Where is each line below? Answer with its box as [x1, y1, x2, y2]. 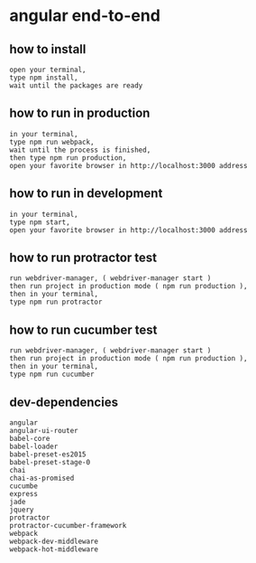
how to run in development [9, 186, 163, 202]
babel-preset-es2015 [9, 450, 87, 459]
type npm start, [9, 218, 70, 227]
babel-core [9, 435, 50, 444]
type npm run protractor [9, 297, 103, 307]
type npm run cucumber [9, 370, 95, 380]
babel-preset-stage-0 [9, 458, 91, 467]
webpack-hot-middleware [9, 545, 99, 554]
